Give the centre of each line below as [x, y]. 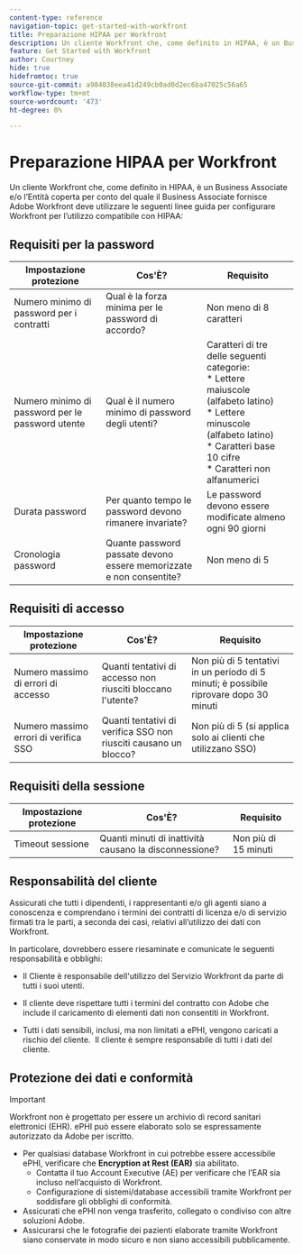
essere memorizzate [148, 566]
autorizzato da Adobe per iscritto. [72, 1136]
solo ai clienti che [228, 737]
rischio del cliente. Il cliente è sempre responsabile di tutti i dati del [147, 1040]
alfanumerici [233, 480]
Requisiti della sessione [78, 787]
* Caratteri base [240, 446]
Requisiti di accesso [67, 609]
